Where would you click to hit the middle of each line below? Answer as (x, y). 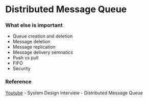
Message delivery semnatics (43, 52)
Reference (18, 82)
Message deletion (31, 42)
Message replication (34, 47)
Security (21, 69)
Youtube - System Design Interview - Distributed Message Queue (74, 93)
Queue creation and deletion (43, 36)
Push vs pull (26, 58)
